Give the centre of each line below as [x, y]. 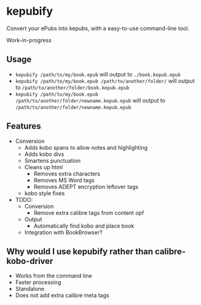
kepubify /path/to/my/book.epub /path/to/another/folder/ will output [105, 80]
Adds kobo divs [44, 154]
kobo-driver [30, 261]
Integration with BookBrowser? [63, 232]
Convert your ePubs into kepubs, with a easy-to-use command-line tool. [98, 28]
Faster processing [38, 282]
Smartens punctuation [53, 160]
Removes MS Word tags [64, 180]
